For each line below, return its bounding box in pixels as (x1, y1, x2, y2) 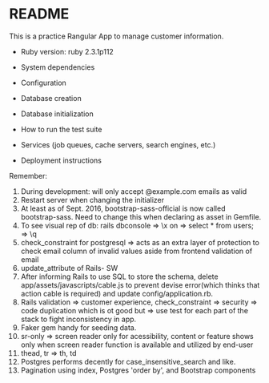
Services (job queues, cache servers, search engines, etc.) (20, 139, 216, 149)
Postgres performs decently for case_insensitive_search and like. (20, 357, 236, 366)
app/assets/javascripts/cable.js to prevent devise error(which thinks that (20, 280, 260, 289)
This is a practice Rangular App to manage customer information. (9, 31, 224, 41)
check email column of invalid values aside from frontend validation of (20, 246, 253, 256)
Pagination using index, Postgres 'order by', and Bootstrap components (20, 365, 256, 375)
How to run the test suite (20, 124, 102, 134)
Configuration (20, 78, 66, 87)
